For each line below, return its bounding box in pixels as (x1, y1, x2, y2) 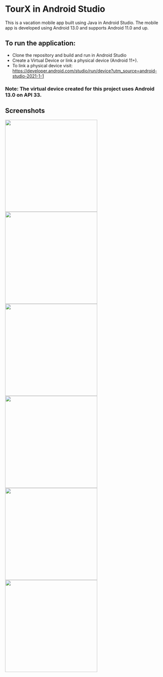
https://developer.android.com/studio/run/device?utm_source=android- (12, 68, 157, 74)
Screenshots (5, 107, 45, 115)
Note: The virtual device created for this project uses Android (5, 85, 155, 92)
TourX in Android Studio (5, 3, 106, 15)
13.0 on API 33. (5, 91, 42, 98)
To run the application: (5, 39, 76, 48)
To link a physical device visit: (12, 62, 73, 68)
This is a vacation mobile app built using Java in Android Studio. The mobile (5, 20, 159, 26)
